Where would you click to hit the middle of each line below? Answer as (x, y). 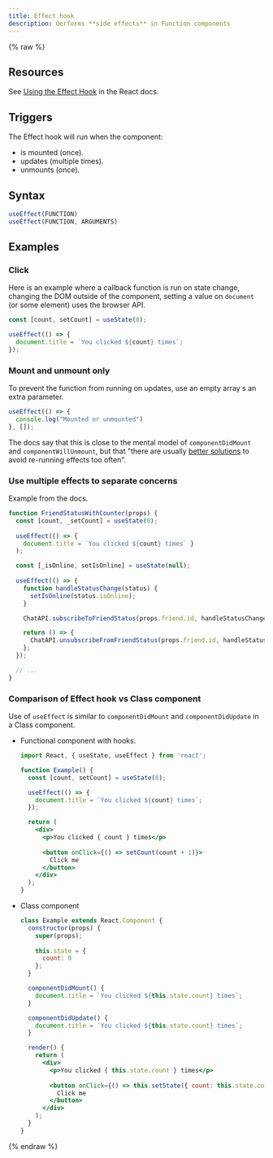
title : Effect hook (41, 16)
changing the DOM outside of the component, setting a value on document (131, 297)
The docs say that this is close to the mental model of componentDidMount (130, 442)
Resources (36, 72)
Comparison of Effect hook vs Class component (105, 698)
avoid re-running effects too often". (67, 459)
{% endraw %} (33, 1146)
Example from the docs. (48, 499)
